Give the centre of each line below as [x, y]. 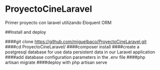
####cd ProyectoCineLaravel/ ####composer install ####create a [72, 47]
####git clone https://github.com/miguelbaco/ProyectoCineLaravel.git [76, 41]
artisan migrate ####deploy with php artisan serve [56, 62]
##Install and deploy [26, 32]
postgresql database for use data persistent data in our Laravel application [80, 52]
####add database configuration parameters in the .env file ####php [75, 57]
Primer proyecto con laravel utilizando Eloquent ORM [58, 23]
